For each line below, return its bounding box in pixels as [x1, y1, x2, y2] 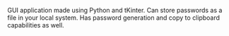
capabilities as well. [7, 21, 65, 29]
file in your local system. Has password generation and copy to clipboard [7, 13, 221, 22]
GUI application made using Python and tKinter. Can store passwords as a [7, 6, 223, 14]
